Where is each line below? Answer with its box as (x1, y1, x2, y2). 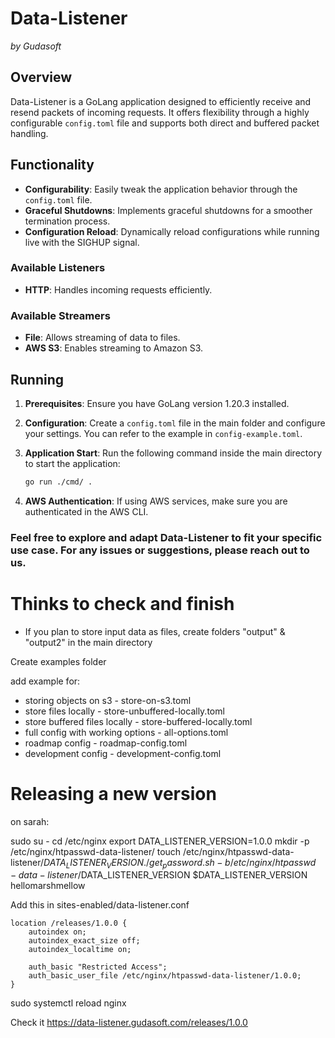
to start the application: (24, 457, 121, 469)
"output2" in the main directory (24, 636, 153, 648)
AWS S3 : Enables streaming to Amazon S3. (24, 342, 204, 354)
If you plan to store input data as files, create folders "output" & (24, 625, 286, 637)
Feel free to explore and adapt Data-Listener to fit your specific (10, 530, 323, 544)
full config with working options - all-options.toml (24, 726, 229, 738)
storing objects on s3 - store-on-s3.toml (24, 694, 192, 706)
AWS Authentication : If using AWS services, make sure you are (24, 495, 288, 507)
